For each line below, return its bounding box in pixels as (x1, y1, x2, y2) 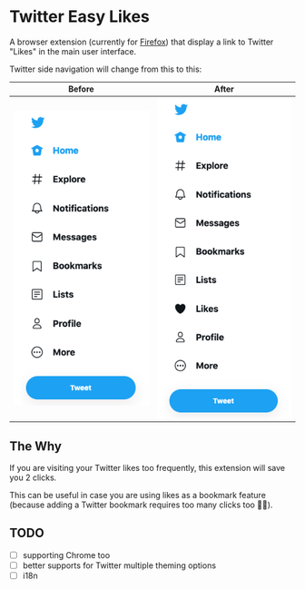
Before (67, 83, 94, 94)
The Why (9, 438, 62, 454)
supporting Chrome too (22, 549, 111, 560)
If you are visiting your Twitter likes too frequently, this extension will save (9, 463, 286, 474)
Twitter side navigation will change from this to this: (9, 64, 202, 74)
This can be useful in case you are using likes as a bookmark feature (9, 490, 266, 501)
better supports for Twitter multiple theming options (22, 560, 216, 571)
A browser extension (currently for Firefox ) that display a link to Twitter (9, 36, 274, 47)
